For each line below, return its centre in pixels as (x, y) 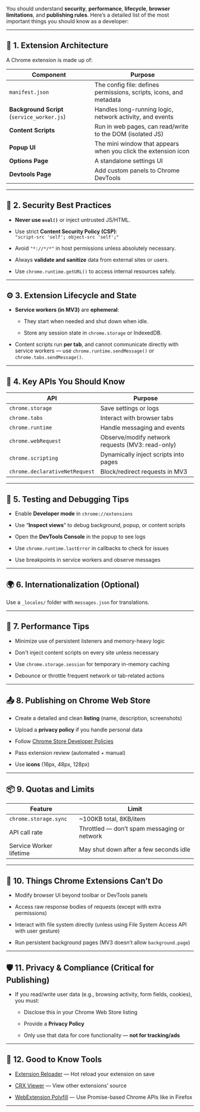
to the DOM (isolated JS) (129, 134)
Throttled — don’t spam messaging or (132, 829)
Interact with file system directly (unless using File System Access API (101, 925)
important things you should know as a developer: (68, 21)
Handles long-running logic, (134, 109)
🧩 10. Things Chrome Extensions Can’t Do (85, 881)
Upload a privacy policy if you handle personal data (79, 729)
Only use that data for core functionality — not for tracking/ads (102, 1035)
